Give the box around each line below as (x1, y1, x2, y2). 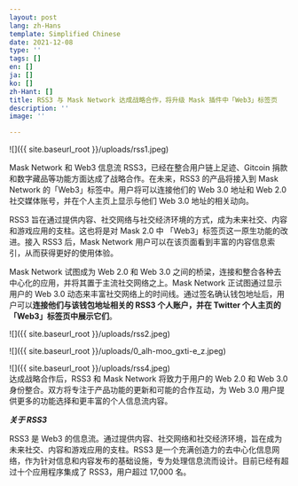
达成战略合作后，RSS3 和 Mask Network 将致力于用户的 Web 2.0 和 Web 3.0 (9, 373, 288, 384)
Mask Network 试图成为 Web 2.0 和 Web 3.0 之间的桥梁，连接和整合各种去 (9, 267, 282, 278)
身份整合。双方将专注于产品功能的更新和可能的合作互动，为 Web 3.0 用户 (9, 385, 278, 396)
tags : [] (9, 54, 42, 63)
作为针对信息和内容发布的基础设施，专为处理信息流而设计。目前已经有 (24, 456, 281, 466)
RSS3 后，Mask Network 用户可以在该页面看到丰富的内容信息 (42, 237, 268, 247)
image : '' (9, 112, 46, 121)
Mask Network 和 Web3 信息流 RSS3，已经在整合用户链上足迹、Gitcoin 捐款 (9, 162, 288, 173)
